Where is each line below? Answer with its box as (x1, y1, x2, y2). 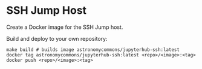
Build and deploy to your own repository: (6, 35, 108, 42)
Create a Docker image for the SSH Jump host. (6, 23, 123, 31)
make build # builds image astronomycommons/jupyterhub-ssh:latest (6, 46, 180, 53)
